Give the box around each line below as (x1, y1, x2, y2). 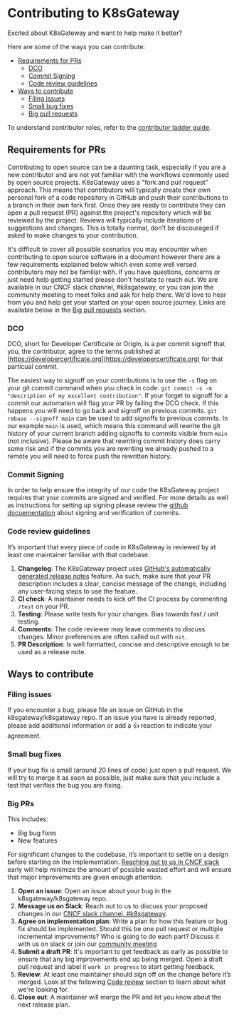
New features (17, 836, 58, 845)
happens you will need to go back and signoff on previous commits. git (7, 407, 218, 415)
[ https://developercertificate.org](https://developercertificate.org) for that (7, 355, 223, 363)
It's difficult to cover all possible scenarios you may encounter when (7, 245, 208, 253)
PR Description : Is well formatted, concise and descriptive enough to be (17, 640, 230, 649)
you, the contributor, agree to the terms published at (7, 347, 161, 356)
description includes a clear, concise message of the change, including (17, 579, 227, 588)
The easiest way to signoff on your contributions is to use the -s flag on (7, 376, 217, 385)
